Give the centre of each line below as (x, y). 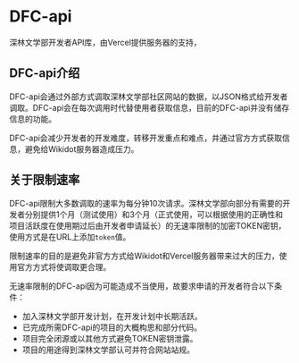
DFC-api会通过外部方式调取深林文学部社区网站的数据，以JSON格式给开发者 (149, 97)
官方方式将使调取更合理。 (64, 266)
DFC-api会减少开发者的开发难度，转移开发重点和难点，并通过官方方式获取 (146, 138)
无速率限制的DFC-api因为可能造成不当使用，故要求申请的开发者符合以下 (142, 286)
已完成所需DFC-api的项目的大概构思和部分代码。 (112, 327)
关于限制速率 (45, 180)
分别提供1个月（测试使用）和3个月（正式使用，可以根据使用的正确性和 (154, 214)
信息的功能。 (33, 119)
